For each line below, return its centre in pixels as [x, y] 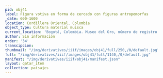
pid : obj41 [16, 9]
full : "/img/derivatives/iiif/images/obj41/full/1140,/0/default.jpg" [78, 55]
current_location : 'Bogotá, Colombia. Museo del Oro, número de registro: [82, 32]
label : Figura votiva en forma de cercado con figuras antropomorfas [77, 14]
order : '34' [17, 41]
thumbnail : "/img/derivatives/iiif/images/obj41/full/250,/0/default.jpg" [82, 50]
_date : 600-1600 [21, 18]
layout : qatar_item [25, 63]
